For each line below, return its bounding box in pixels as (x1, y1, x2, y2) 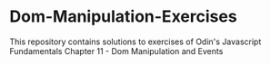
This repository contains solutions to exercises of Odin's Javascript (9, 36, 262, 47)
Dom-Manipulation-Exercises (9, 6, 238, 27)
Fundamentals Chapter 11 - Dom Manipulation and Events (9, 45, 224, 56)
